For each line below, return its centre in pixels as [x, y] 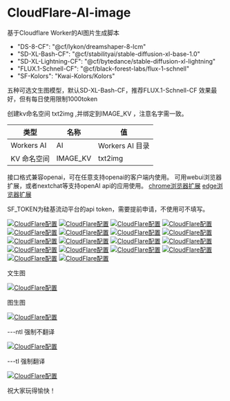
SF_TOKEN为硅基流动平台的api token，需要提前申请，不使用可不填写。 [108, 209]
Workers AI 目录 [124, 145]
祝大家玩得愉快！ [31, 390]
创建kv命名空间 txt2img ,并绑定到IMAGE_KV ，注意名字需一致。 [97, 113]
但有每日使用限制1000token [58, 99]
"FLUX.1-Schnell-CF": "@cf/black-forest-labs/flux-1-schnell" [103, 68]
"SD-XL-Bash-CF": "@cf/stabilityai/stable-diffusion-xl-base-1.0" [108, 54]
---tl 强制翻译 [26, 361]
